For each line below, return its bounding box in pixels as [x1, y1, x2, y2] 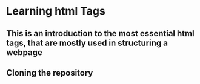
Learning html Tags [6, 4, 106, 18]
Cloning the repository [6, 68, 93, 78]
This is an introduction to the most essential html [6, 28, 195, 39]
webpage [6, 47, 42, 57]
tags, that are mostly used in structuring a [6, 37, 168, 48]
